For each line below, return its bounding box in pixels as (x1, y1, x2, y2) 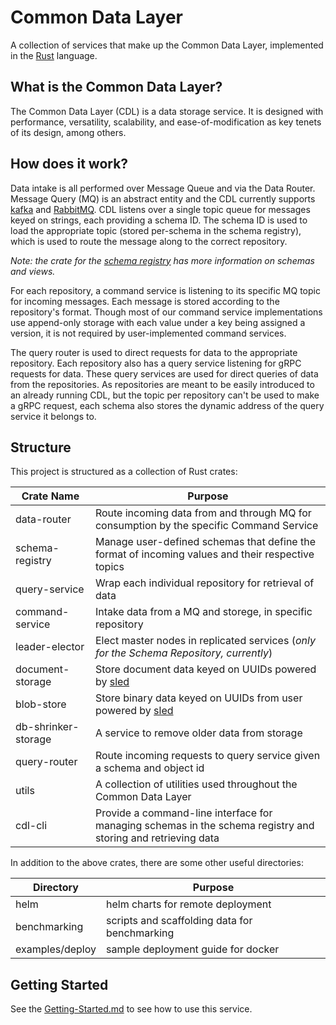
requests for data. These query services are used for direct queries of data (10, 367, 319, 380)
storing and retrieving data (94, 831, 220, 845)
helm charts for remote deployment (105, 897, 272, 911)
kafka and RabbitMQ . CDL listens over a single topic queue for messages (10, 203, 311, 215)
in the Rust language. (10, 49, 98, 61)
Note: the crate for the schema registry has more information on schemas (10, 254, 315, 266)
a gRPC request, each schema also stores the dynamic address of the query (10, 399, 325, 411)
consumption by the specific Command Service (94, 519, 319, 533)
